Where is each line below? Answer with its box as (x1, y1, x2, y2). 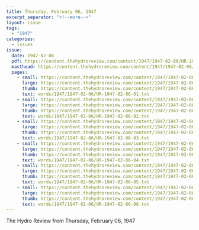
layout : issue (6, 20, 41, 25)
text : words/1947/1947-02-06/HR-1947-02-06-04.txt (21, 157, 150, 163)
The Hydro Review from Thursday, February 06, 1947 (6, 217, 136, 225)
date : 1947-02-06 (11, 53, 54, 59)
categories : (6, 36, 36, 42)
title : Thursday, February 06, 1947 (6, 8, 97, 15)
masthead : (11, 63, 36, 70)
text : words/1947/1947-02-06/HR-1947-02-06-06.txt (21, 201, 150, 207)
